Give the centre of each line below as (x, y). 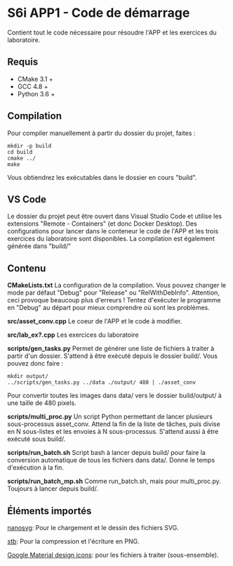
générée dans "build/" (39, 246)
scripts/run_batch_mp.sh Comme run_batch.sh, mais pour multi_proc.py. (114, 481)
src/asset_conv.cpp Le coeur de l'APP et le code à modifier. (95, 321)
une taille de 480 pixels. (42, 403)
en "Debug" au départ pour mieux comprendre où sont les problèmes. (109, 308)
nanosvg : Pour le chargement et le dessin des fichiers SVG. (93, 528)
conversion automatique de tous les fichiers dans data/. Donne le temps (111, 460)
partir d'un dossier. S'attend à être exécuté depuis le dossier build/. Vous (112, 356)
